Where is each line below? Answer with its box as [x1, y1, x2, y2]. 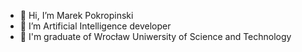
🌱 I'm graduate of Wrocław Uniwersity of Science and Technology [19, 31, 292, 42]
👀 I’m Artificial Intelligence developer [19, 20, 172, 32]
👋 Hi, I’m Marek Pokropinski [19, 10, 134, 21]
